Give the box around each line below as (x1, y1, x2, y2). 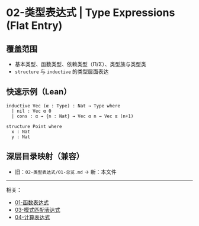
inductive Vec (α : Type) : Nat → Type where (6, 103, 120, 109)
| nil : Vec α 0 (11, 108, 52, 114)
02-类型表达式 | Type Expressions (6, 6, 175, 19)
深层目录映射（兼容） (6, 152, 84, 162)
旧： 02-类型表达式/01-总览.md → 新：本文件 (14, 168, 117, 175)
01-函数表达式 (14, 199, 49, 206)
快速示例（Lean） (6, 87, 72, 97)
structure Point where (6, 123, 62, 129)
